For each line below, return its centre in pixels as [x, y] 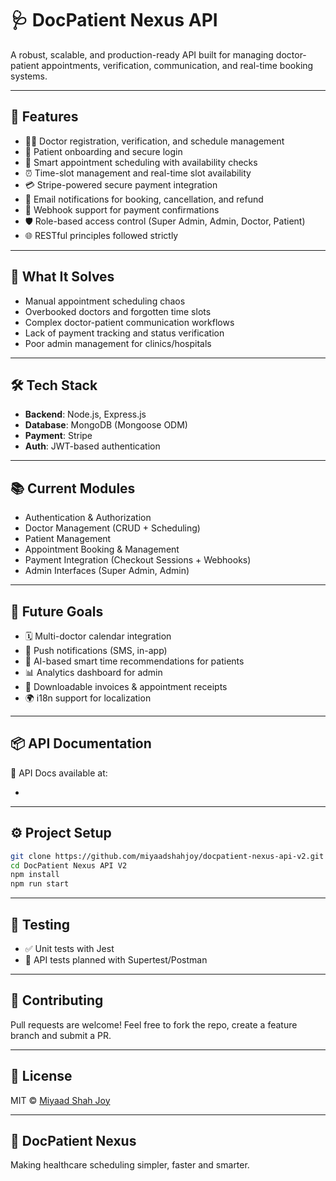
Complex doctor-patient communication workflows [129, 322]
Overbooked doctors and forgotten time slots [118, 311]
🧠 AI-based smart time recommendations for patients [134, 661]
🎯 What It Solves [62, 277]
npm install [35, 875]
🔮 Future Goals [57, 611]
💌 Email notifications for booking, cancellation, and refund [144, 199]
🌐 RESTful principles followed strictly [101, 235]
